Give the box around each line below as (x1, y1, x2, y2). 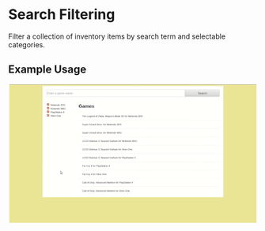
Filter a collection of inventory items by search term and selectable (8, 32, 226, 41)
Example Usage (8, 63, 87, 76)
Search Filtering (8, 6, 115, 24)
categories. (8, 39, 45, 49)
